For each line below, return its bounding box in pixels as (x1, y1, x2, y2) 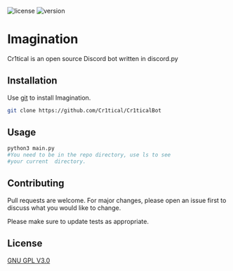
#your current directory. (7, 158, 86, 165)
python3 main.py (7, 145, 55, 152)
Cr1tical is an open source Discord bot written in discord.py (7, 54, 179, 62)
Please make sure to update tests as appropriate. (7, 217, 149, 225)
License (7, 237, 43, 249)
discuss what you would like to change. (7, 204, 121, 212)
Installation (7, 74, 58, 87)
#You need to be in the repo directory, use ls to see (7, 152, 171, 159)
